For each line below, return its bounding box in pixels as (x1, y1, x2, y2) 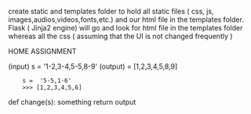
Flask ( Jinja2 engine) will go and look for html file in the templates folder (8, 23, 243, 32)
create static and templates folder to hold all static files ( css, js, (8, 7, 214, 16)
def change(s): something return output (8, 98, 136, 106)
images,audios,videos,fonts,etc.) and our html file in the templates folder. (8, 15, 245, 24)
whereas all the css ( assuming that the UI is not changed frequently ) (8, 31, 233, 41)
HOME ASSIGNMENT (8, 47, 77, 55)
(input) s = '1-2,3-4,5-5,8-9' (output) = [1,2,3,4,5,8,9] (8, 62, 178, 71)
